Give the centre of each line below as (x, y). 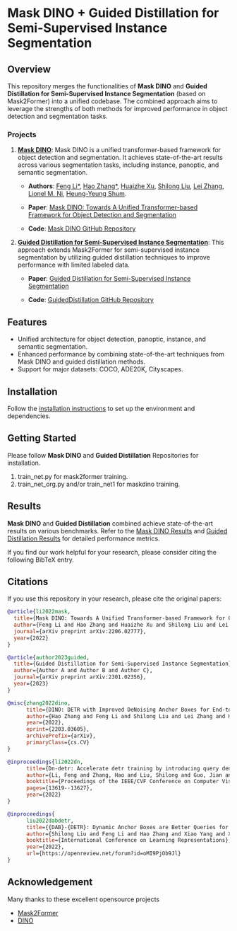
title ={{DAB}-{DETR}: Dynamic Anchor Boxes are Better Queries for (127, 827)
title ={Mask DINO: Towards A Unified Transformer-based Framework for (120, 618)
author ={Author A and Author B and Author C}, (83, 671)
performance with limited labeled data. (74, 265)
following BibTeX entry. (41, 560)
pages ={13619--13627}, (59, 788)
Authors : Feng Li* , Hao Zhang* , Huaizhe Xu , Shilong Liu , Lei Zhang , (126, 186)
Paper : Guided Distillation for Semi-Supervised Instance (109, 279)
